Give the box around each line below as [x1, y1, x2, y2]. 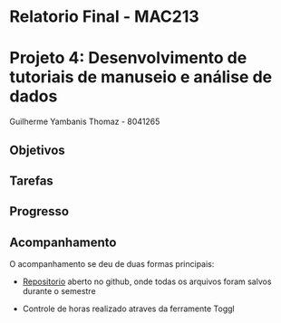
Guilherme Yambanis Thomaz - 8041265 [9, 116, 160, 128]
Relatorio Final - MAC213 [9, 6, 199, 27]
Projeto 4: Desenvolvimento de [9, 48, 247, 69]
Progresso [9, 204, 70, 219]
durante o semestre [22, 286, 97, 297]
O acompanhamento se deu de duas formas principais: [9, 259, 215, 270]
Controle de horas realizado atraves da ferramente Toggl [22, 303, 235, 314]
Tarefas [9, 173, 54, 188]
